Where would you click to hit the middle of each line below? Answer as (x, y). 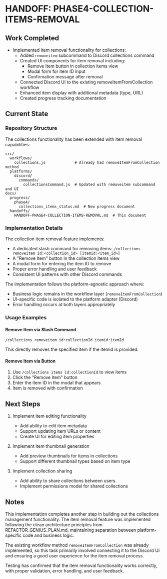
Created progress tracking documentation (63, 98)
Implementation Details (34, 228)
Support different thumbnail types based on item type (75, 461)
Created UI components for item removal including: (72, 61)
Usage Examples (26, 317)
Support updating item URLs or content (60, 431)
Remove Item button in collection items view (73, 66)
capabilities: (17, 144)
